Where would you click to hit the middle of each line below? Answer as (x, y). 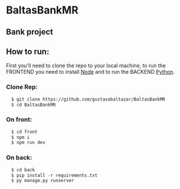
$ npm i (21, 137)
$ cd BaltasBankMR (34, 105)
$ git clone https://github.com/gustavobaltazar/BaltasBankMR (88, 99)
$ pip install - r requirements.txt (54, 175)
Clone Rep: (22, 87)
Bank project (30, 32)
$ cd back (23, 170)
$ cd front (24, 132)
